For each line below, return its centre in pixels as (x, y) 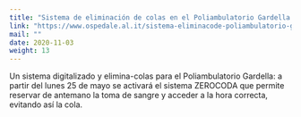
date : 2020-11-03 (42, 42)
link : (19, 26)
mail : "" (26, 34)
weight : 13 (30, 51)
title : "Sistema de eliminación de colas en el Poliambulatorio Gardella (150, 17)
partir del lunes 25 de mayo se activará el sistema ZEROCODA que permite (147, 86)
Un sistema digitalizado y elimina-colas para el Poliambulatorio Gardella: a (146, 76)
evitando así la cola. (46, 104)
